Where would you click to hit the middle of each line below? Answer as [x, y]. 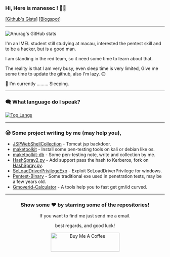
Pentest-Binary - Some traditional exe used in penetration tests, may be [87, 176]
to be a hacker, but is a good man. [41, 49]
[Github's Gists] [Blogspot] [33, 19]
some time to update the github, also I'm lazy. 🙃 [56, 74]
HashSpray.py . [28, 165]
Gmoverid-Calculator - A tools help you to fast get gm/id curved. [80, 187]
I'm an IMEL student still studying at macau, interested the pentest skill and [83, 44]
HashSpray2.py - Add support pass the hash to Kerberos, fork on [80, 160]
